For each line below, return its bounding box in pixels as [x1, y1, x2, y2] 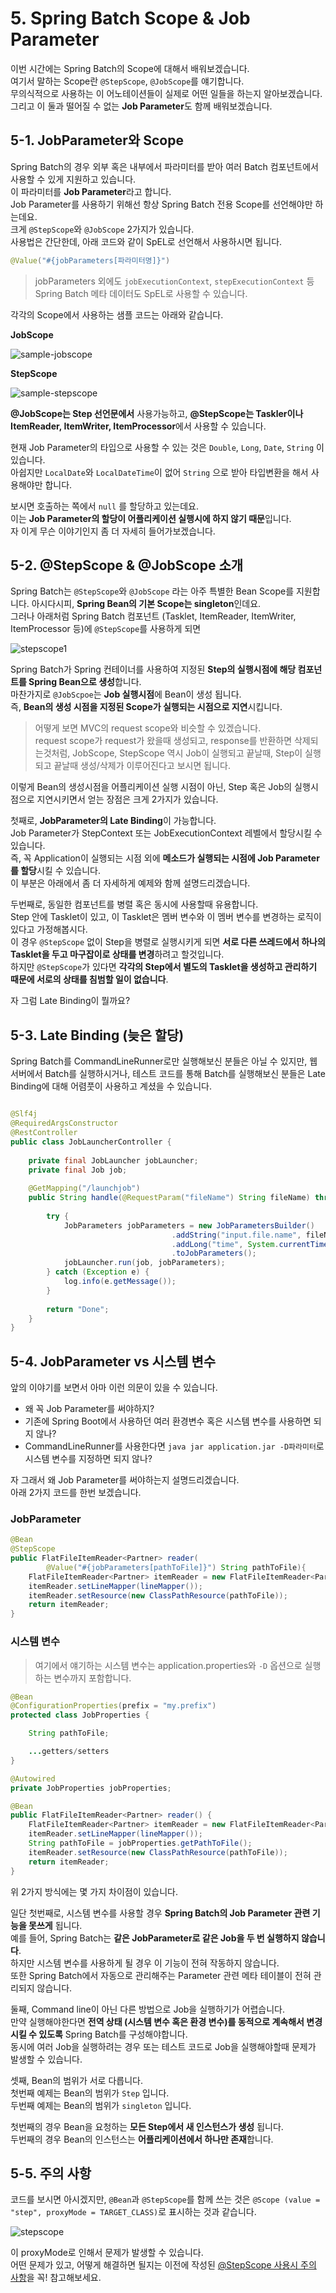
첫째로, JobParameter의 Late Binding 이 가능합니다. [10, 815, 217, 827]
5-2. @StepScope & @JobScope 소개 [10, 557, 244, 574]
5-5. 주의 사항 [10, 2165, 92, 2182]
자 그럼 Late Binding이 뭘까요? [10, 995, 131, 1007]
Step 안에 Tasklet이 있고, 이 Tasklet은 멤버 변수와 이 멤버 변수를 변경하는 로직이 [10, 911, 322, 923]
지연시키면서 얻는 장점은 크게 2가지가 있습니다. [36, 793, 219, 806]
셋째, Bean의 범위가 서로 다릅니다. [10, 2074, 143, 2086]
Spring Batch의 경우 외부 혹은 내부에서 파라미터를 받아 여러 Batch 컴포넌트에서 [10, 160, 319, 172]
